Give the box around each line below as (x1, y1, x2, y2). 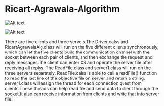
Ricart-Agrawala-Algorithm (5, 3, 120, 15)
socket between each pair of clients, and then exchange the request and (5, 54, 153, 60)
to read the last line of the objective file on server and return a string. (5, 75, 145, 81)
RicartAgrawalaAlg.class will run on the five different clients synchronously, (5, 44, 159, 50)
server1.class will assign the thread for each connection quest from (5, 80, 142, 86)
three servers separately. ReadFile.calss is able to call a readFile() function (5, 70, 157, 76)
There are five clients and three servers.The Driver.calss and (5, 38, 128, 45)
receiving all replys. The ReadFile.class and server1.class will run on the (5, 65, 151, 71)
